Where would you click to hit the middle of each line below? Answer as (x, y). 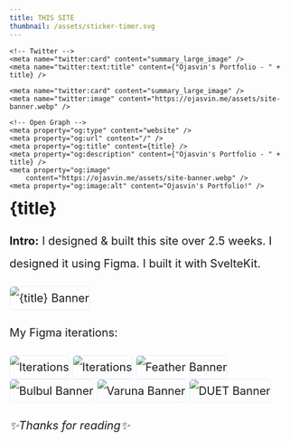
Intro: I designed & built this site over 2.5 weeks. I (141, 240)
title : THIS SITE (42, 18)
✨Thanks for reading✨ (70, 425)
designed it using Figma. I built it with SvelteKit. (135, 263)
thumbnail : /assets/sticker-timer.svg (82, 26)
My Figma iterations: (64, 332)
